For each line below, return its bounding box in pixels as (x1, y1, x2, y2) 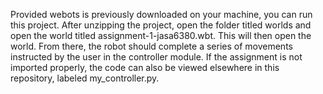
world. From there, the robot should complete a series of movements (10, 40, 293, 52)
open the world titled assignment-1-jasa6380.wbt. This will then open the (10, 30, 312, 41)
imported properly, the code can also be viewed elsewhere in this (10, 62, 280, 73)
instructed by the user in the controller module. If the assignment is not (10, 51, 303, 63)
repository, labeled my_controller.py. (10, 72, 160, 84)
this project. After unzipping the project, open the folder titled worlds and (10, 19, 312, 31)
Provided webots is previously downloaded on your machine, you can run (10, 9, 313, 20)
